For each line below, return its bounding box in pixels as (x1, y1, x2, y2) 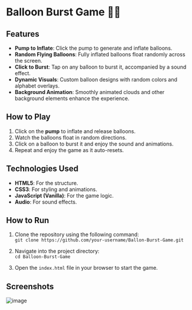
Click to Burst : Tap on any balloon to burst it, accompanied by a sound (14, 63, 187, 70)
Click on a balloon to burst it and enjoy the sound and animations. (14, 140, 174, 147)
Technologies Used (6, 164, 78, 174)
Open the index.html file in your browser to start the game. (14, 264, 158, 272)
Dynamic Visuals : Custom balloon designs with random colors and (14, 76, 178, 83)
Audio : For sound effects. (14, 198, 77, 205)
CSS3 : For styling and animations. (14, 186, 97, 193)
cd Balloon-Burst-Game (14, 254, 71, 260)
